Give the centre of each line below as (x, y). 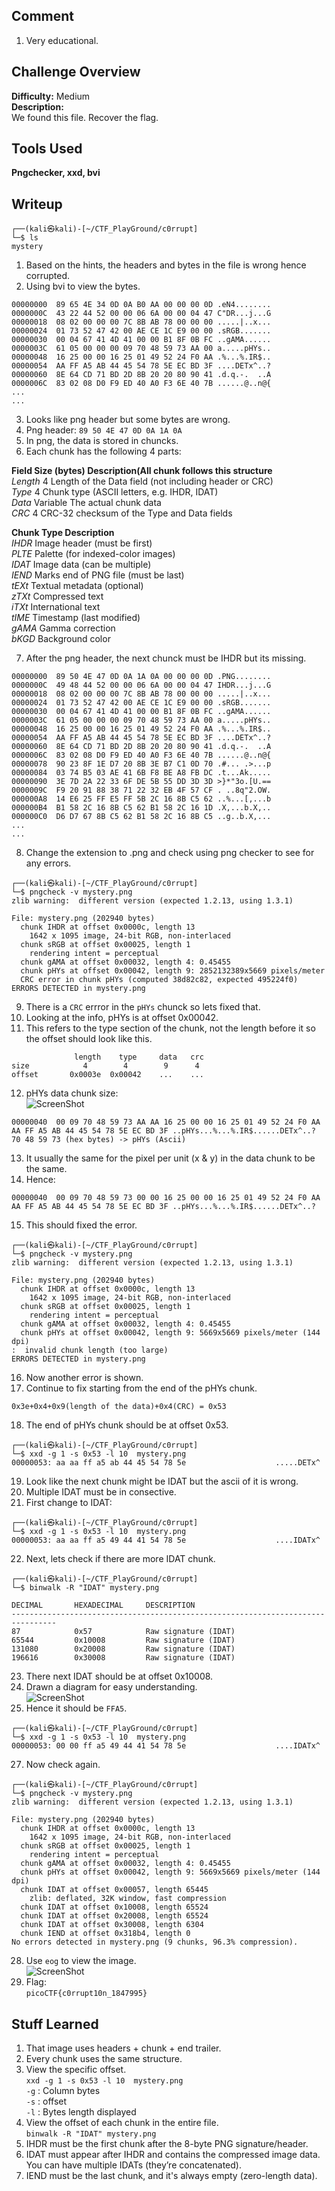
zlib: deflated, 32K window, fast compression (128, 1899)
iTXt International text (56, 607)
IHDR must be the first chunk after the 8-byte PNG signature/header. (167, 2144)
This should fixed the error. (81, 1225)
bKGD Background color (61, 639)
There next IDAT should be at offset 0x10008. (119, 1676)
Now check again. (63, 1765)
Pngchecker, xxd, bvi (56, 173)
